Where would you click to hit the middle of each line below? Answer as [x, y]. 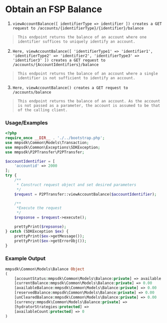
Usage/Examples [26, 123]
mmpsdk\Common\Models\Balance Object [45, 269]
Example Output [25, 259]
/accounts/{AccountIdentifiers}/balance [55, 64]
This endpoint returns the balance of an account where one [82, 37]
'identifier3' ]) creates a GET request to [59, 60]
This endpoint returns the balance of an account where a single [88, 74]
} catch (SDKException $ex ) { [37, 231]
